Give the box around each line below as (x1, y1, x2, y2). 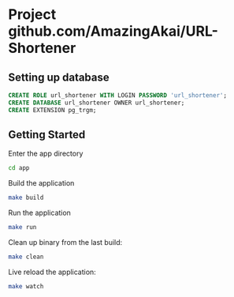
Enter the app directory (8, 148, 84, 159)
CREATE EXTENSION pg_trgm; (8, 106, 97, 114)
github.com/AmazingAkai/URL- (8, 22, 219, 40)
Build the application (8, 179, 75, 188)
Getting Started (8, 128, 86, 141)
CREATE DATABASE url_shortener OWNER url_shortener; (8, 99, 185, 107)
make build (8, 194, 44, 202)
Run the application (8, 208, 71, 218)
